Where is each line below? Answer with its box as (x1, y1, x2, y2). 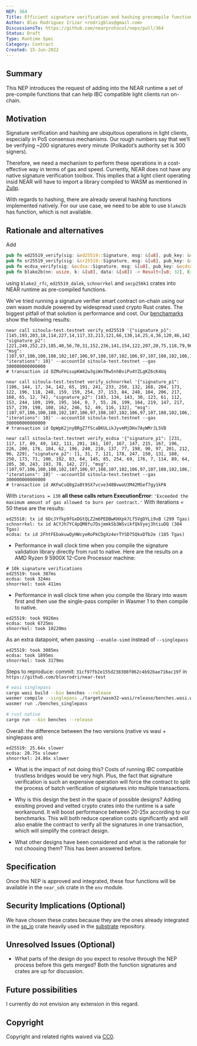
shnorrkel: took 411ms (6, 581, 62, 587)
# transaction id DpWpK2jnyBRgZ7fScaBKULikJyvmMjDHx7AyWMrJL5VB (6, 425, 167, 431)
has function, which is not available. (6, 208, 93, 215)
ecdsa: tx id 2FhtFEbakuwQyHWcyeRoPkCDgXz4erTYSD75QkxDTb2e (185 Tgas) (6, 531, 185, 537)
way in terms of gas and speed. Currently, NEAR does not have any (28, 166, 191, 173)
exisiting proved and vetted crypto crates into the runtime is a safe (14, 802, 175, 809)
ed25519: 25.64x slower (6, 745, 64, 751)
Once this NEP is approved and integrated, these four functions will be (6, 877, 176, 884)
